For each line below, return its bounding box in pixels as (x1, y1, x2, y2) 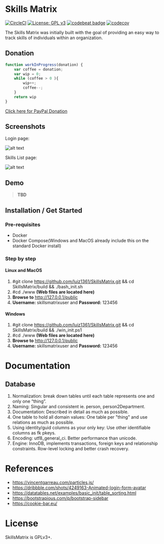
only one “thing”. (12, 398, 47, 404)
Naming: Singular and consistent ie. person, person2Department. (12, 404, 145, 410)
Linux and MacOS (5, 268, 42, 273)
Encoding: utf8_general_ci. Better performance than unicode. (12, 435, 137, 441)
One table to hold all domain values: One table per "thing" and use (12, 414, 148, 420)
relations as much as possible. (12, 420, 74, 426)
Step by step (5, 255, 36, 262)
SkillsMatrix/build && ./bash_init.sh (12, 284, 83, 290)
